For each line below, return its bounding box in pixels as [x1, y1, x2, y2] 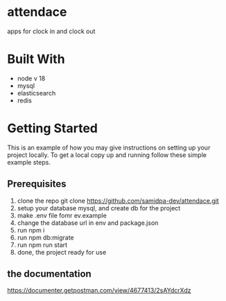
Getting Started [7, 120, 98, 136]
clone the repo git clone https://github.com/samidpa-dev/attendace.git [17, 197, 220, 205]
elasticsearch [17, 89, 56, 97]
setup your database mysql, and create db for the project [17, 203, 181, 212]
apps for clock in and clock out [7, 27, 96, 35]
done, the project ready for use [17, 248, 107, 256]
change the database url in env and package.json [17, 219, 159, 227]
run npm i [17, 226, 45, 234]
